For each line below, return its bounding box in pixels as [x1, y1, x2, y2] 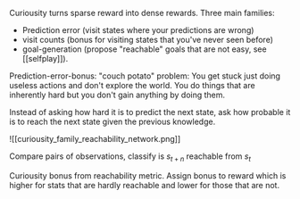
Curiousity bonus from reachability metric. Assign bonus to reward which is [9, 170, 287, 181]
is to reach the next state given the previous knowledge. [9, 116, 216, 127]
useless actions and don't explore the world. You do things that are [9, 80, 256, 90]
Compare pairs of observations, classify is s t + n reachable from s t [9, 151, 252, 163]
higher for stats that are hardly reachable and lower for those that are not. [9, 179, 279, 190]
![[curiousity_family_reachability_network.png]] [9, 134, 181, 144]
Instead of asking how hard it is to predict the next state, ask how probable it [9, 107, 291, 117]
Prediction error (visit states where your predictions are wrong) [21, 25, 254, 35]
